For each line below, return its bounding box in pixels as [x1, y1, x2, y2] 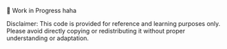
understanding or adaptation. [6, 34, 89, 42]
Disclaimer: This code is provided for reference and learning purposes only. [6, 20, 221, 27]
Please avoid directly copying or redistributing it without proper [6, 27, 186, 35]
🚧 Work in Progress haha [6, 7, 77, 14]
